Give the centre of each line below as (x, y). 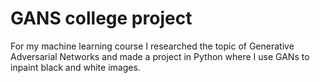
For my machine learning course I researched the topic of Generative (152, 46)
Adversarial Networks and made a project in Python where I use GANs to (160, 56)
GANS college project (101, 18)
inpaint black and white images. (75, 67)
